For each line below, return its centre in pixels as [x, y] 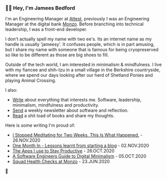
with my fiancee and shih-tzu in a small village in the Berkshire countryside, [83, 70]
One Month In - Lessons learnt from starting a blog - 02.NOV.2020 [81, 146]
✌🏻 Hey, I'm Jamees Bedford [40, 8]
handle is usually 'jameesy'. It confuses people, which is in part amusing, [80, 44]
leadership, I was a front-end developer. [46, 29]
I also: [11, 90]
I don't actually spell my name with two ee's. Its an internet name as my [79, 39]
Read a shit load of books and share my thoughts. [63, 116]
